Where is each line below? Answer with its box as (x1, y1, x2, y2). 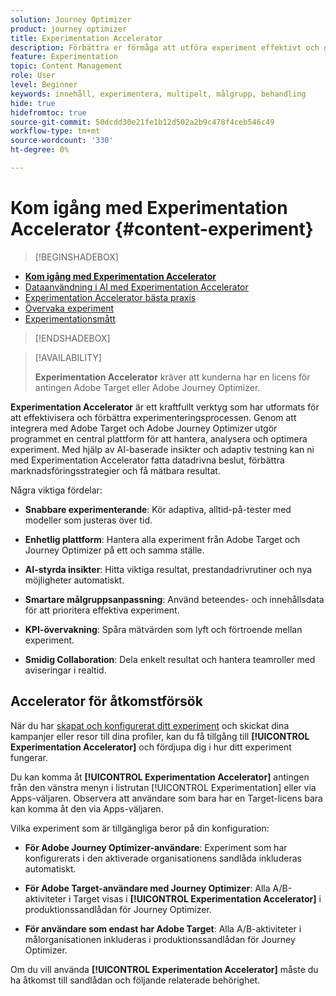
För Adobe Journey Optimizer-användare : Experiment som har (24, 841, 288, 853)
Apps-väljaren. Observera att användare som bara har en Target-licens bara (10, 792, 323, 804)
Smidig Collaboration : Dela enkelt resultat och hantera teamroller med (24, 653, 316, 665)
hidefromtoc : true (10, 107, 87, 118)
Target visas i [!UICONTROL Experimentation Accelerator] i (73, 892, 322, 905)
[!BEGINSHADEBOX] (34, 251, 119, 263)
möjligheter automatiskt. (24, 574, 125, 586)
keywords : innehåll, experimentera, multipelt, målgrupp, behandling (10, 89, 307, 99)
